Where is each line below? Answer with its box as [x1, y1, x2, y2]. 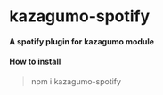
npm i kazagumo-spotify [30, 75, 122, 86]
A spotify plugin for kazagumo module [9, 36, 154, 46]
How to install [9, 56, 61, 67]
